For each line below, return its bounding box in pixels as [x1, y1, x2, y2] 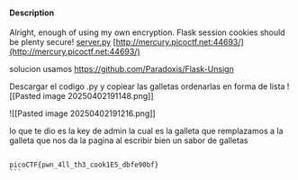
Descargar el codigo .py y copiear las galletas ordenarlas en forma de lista [9, 81, 285, 92]
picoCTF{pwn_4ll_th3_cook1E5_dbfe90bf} [9, 160, 159, 170]
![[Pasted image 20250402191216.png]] [9, 108, 156, 119]
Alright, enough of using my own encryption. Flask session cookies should [9, 27, 285, 38]
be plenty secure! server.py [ [9, 37, 117, 48]
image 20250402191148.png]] [42, 91, 155, 102]
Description [9, 7, 55, 18]
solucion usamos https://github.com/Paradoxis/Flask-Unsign [9, 64, 234, 75]
